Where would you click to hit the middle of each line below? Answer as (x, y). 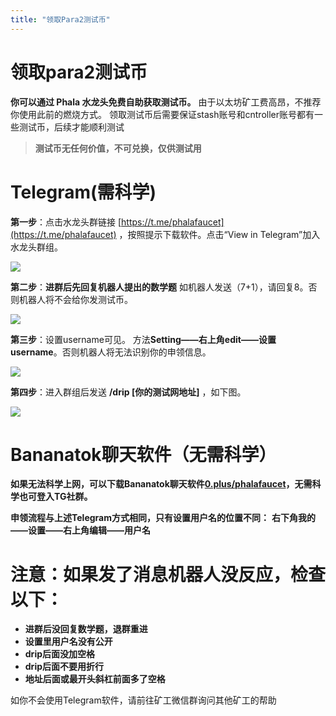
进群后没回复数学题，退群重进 (86, 629)
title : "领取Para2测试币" (60, 19)
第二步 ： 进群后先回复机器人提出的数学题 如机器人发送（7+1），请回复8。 (159, 287)
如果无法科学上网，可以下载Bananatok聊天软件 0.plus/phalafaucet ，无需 (161, 484)
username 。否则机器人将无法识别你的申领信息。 (111, 352)
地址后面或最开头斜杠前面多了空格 (95, 679)
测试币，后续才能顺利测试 (71, 127)
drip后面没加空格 (60, 654)
